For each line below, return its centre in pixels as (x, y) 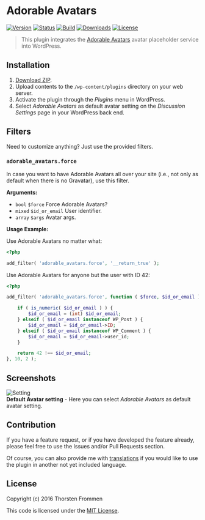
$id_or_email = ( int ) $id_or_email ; (75, 314)
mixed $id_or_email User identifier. (59, 210)
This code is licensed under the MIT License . (63, 510)
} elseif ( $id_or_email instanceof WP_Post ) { (80, 320)
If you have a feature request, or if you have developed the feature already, (101, 440)
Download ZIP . (34, 80)
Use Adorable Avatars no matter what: (54, 241)
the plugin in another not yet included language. (67, 464)
